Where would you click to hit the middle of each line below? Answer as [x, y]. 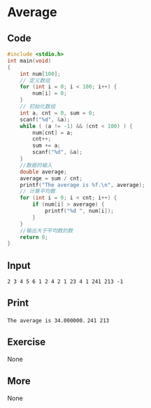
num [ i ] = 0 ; [50, 93]
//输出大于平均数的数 [46, 230]
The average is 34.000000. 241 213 [58, 320]
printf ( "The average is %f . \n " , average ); [82, 185]
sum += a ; [46, 146]
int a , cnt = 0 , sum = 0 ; [58, 113]
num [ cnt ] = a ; [53, 133]
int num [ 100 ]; [40, 74]
